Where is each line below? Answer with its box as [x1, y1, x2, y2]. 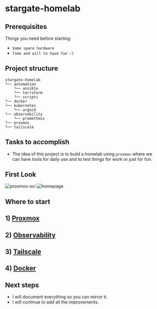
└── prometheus [14, 116, 45, 121]
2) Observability [5, 231, 56, 239]
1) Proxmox [5, 214, 40, 223]
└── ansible [14, 86, 38, 91]
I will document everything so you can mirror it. [12, 294, 108, 300]
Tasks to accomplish [5, 138, 70, 146]
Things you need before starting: [5, 35, 72, 41]
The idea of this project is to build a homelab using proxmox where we [12, 151, 153, 157]
